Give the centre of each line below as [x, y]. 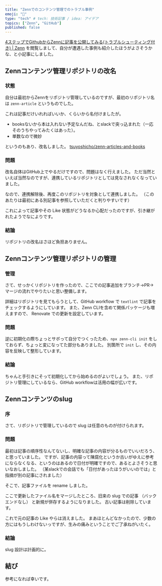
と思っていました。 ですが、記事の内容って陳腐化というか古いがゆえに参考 [80, 457]
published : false [22, 28]
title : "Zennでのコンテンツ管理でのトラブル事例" [50, 9]
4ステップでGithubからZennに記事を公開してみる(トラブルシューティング [78, 42]
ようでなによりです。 [34, 217]
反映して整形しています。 [38, 351]
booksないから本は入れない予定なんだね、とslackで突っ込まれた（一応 [83, 124]
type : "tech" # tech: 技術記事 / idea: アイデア [52, 18]
